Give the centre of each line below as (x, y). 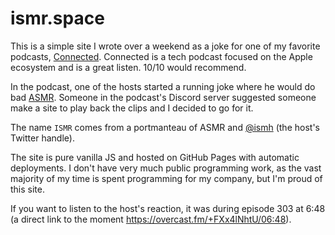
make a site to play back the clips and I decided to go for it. (132, 108)
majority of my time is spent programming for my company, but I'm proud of (166, 178)
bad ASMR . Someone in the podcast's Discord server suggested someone (163, 97)
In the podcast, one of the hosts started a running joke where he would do (163, 86)
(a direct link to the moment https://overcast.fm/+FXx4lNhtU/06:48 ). (151, 219)
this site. (27, 189)
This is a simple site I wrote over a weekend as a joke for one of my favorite (165, 46)
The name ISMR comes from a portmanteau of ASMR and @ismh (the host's (165, 127)
